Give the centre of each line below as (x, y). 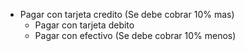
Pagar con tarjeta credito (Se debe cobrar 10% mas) (127, 14)
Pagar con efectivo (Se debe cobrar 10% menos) (135, 35)
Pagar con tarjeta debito (84, 25)
